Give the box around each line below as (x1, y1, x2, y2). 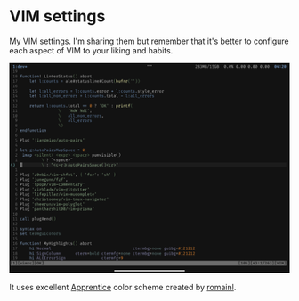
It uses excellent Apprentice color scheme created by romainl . (9, 282, 237, 293)
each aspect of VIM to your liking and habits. (9, 45, 174, 55)
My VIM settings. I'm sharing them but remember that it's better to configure (9, 36, 289, 46)
